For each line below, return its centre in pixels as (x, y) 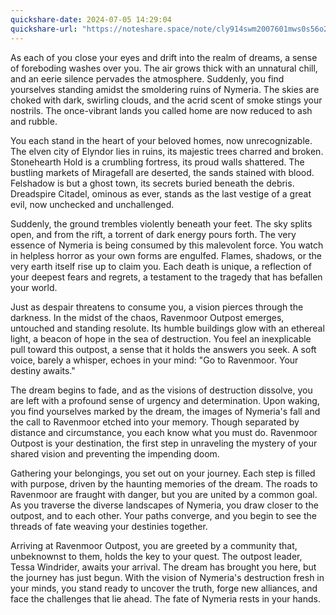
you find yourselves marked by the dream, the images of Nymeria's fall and (165, 411)
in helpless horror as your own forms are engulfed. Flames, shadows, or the (166, 255)
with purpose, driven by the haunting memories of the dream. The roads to (164, 483)
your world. (34, 287)
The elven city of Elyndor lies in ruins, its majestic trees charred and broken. (167, 151)
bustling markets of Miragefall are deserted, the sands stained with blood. (162, 172)
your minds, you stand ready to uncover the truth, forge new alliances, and (164, 588)
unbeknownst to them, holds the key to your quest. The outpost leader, (156, 556)
